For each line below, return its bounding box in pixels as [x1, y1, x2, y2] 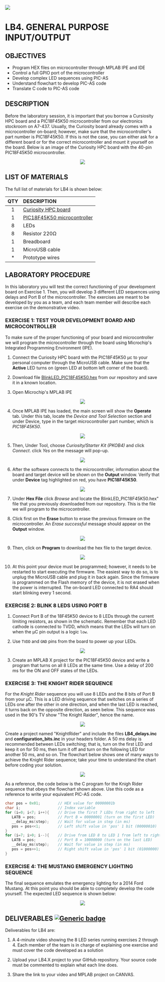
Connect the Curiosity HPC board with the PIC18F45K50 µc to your [12, 354, 148, 360]
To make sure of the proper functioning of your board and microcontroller [5, 334, 154, 340]
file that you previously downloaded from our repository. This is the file [12, 501, 156, 507]
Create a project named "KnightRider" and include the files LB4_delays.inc [5, 731, 157, 737]
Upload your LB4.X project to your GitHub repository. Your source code [12, 956, 157, 962]
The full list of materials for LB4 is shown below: [5, 186, 103, 192]
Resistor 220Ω [23, 230, 57, 237]
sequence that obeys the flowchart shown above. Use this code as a [5, 786, 144, 792]
